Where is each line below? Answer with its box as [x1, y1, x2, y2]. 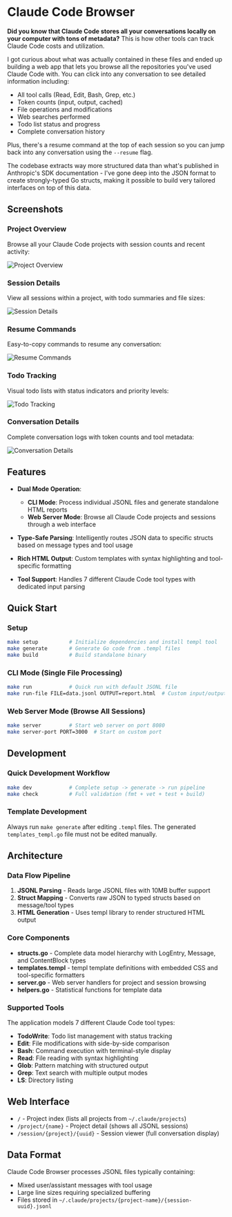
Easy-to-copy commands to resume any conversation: [7, 340, 162, 349]
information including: [7, 77, 70, 85]
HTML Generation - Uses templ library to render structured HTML [17, 909, 206, 917]
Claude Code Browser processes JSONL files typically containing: [7, 1167, 195, 1176]
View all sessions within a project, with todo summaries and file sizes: [7, 293, 206, 301]
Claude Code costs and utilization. [7, 41, 105, 50]
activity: [7, 247, 30, 256]
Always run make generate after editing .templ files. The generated [7, 822, 196, 830]
